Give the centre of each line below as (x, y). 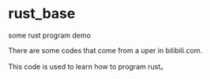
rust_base (42, 14)
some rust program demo (49, 35)
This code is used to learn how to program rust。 (88, 66)
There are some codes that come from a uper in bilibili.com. (105, 50)
